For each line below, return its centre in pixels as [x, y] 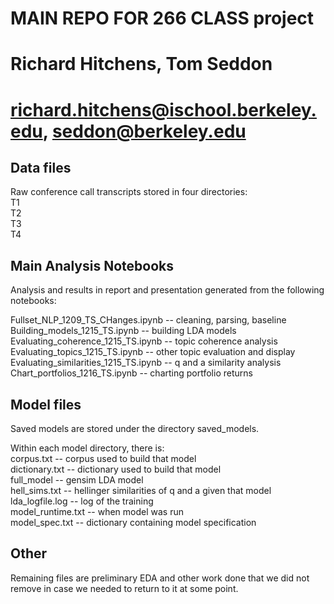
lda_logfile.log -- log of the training [82, 501]
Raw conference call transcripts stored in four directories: [129, 192]
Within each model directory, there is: [87, 448]
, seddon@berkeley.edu [144, 131]
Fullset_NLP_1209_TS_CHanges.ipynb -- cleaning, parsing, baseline [148, 320]
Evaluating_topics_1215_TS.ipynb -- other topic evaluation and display [153, 352]
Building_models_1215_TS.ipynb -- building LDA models [123, 331]
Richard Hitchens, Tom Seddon [141, 64]
